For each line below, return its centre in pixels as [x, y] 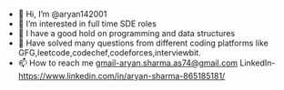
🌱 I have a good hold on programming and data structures [127, 33]
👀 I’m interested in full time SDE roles [87, 24]
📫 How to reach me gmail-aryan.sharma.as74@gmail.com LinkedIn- [147, 63]
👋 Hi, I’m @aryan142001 [62, 14]
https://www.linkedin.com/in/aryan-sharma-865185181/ [122, 76]
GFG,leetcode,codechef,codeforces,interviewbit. [110, 53]
